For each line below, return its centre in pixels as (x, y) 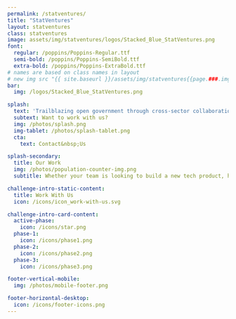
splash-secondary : (34, 156)
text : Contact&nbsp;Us (53, 144)
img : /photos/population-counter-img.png (75, 170)
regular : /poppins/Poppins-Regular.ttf (72, 53)
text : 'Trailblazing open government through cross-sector (102, 111)
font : (15, 46)
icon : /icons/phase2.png (56, 253)
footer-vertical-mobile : (44, 279)
